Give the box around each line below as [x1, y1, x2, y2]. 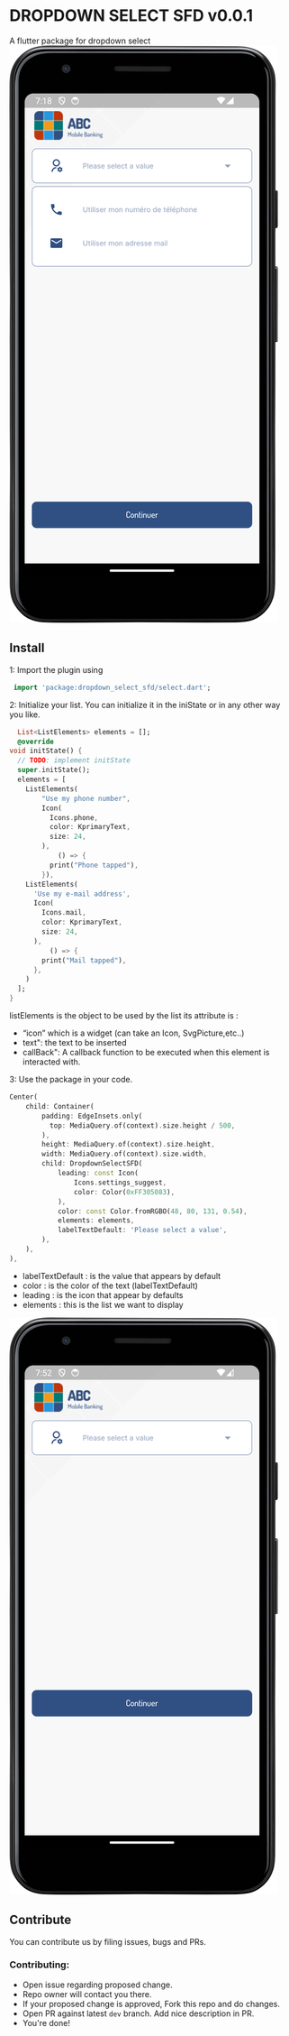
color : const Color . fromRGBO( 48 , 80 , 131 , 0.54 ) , [57, 1206, 248, 1216]
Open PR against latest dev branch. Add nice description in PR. [22, 2008, 255, 2019]
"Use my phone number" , [41, 794, 131, 803]
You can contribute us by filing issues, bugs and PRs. [9, 1936, 207, 1947]
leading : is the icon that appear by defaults [22, 1289, 184, 1300]
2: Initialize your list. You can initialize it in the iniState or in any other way [9, 699, 281, 710]
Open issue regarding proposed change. [22, 1979, 173, 1990]
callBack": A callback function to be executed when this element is [22, 1047, 270, 1057]
